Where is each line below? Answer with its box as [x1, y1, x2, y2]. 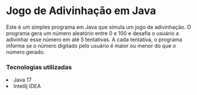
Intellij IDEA [14, 83, 41, 90]
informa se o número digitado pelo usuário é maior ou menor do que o [6, 42, 176, 49]
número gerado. [6, 48, 45, 55]
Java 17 [14, 76, 32, 83]
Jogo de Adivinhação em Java [6, 4, 156, 18]
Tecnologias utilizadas [6, 63, 72, 71]
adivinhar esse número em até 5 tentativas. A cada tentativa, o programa [6, 36, 182, 43]
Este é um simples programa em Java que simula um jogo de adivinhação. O [6, 23, 191, 30]
